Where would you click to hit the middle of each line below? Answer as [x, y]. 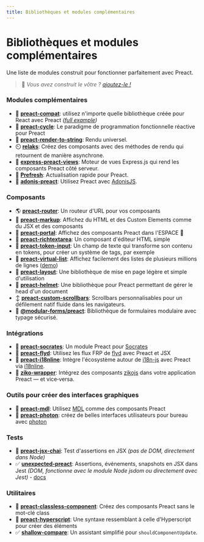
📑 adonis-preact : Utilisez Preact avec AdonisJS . [76, 181]
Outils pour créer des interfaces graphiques [73, 395]
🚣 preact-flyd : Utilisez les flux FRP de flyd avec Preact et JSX [93, 353]
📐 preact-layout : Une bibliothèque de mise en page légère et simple [101, 272]
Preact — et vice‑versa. [45, 379]
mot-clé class [32, 513]
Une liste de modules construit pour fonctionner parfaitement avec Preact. [100, 72]
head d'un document [42, 291]
